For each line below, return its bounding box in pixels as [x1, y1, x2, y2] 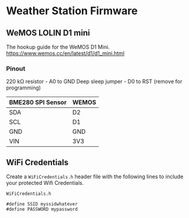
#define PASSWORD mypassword [6, 206, 78, 213]
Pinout [6, 64, 25, 72]
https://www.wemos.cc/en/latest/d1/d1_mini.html [6, 50, 125, 57]
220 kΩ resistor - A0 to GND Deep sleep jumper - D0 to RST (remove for [6, 78, 183, 85]
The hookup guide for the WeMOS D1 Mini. [6, 43, 110, 50]
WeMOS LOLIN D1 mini [6, 28, 90, 38]
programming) [6, 84, 41, 91]
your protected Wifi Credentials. [6, 179, 84, 187]
